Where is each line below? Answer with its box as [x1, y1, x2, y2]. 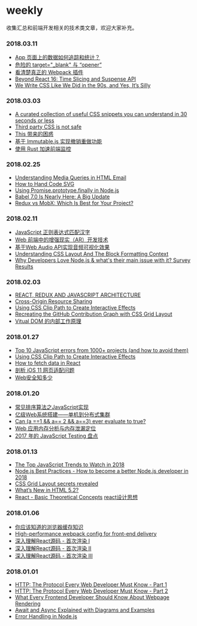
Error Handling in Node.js [14, 612, 78, 619]
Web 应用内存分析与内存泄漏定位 [14, 425, 96, 432]
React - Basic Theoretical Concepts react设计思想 [14, 494, 138, 501]
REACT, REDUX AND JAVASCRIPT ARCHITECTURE [14, 291, 141, 299]
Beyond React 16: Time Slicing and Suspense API [14, 75, 137, 83]
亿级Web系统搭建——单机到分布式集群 [14, 411, 111, 419]
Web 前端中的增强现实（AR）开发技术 [14, 236, 109, 243]
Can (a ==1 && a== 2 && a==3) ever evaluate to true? [14, 418, 146, 425]
